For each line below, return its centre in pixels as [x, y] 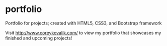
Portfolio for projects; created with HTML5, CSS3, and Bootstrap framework [83, 23]
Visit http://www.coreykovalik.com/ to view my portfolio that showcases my [83, 32]
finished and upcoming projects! [39, 38]
